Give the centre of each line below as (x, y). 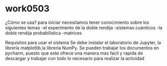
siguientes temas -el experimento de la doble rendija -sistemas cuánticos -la (84, 27)
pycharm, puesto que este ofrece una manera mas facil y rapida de (74, 53)
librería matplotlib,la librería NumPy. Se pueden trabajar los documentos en (82, 48)
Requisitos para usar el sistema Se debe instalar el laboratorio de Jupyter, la (83, 42)
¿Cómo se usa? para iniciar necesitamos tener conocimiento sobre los (77, 22)
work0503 (27, 9)
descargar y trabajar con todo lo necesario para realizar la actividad (75, 58)
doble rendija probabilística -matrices (44, 33)
